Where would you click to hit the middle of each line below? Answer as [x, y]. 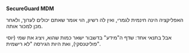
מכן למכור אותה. [25, 26]
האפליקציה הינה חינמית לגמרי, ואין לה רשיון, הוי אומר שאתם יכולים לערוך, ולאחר [95, 20]
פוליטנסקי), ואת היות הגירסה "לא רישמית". [54, 44]
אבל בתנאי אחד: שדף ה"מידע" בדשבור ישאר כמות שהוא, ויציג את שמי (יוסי [89, 37]
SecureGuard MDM [30, 9]
